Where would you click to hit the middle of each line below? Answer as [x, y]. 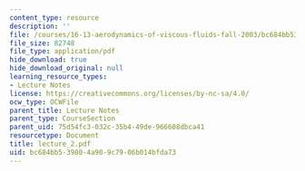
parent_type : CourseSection [63, 119]
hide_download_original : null [67, 69]
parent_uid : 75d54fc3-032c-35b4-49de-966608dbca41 [107, 128]
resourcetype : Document [54, 136]
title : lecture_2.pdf [50, 144]
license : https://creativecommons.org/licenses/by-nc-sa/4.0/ [129, 93]
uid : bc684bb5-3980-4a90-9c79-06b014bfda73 [93, 152]
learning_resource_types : [58, 77]
